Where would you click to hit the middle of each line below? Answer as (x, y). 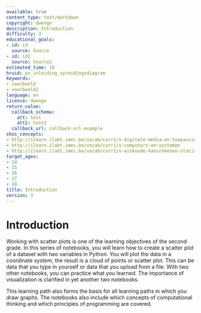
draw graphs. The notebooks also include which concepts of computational (99, 297)
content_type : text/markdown (42, 17)
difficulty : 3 (24, 34)
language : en (22, 95)
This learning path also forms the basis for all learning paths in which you (97, 291)
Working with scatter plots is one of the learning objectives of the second (97, 241)
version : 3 (20, 195)
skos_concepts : (25, 134)
